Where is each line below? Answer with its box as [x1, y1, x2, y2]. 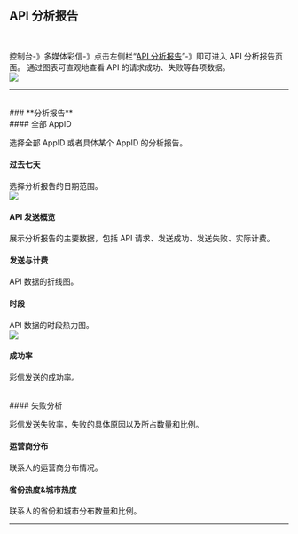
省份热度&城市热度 [9, 484, 77, 495]
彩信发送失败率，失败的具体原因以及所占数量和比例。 [9, 419, 204, 429]
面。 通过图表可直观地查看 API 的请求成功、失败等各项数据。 [9, 61, 231, 73]
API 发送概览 [9, 211, 56, 222]
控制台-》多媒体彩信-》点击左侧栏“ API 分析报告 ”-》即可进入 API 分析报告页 [9, 51, 284, 61]
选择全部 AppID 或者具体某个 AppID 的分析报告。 [9, 137, 188, 148]
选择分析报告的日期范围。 [9, 181, 103, 192]
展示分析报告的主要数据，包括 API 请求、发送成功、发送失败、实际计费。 [9, 233, 275, 244]
